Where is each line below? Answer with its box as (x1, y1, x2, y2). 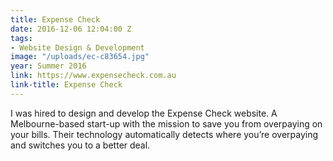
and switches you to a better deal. (10, 139, 151, 151)
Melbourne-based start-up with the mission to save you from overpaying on (10, 117, 323, 130)
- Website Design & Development (10, 42, 145, 53)
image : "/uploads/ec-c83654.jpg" (10, 52, 150, 62)
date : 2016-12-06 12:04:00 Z (10, 24, 132, 34)
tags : (10, 33, 33, 43)
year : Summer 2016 (10, 61, 87, 71)
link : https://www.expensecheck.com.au (10, 71, 177, 81)
